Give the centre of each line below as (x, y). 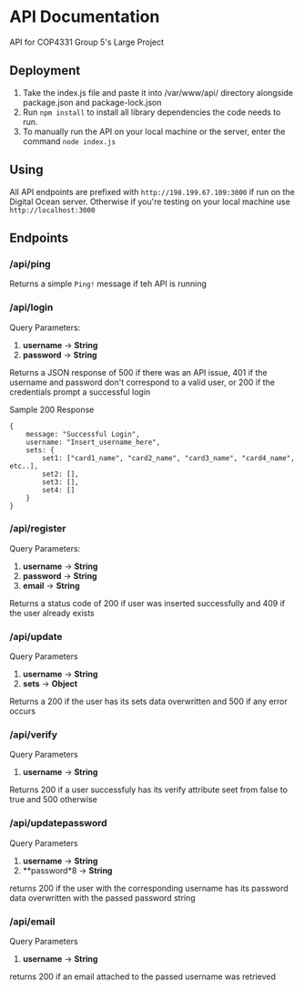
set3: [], (61, 482)
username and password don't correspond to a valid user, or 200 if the (142, 382)
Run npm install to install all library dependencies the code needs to (152, 112)
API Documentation (85, 17)
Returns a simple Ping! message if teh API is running (108, 284)
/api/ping (30, 263)
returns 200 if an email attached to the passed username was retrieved (142, 976)
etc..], (24, 466)
